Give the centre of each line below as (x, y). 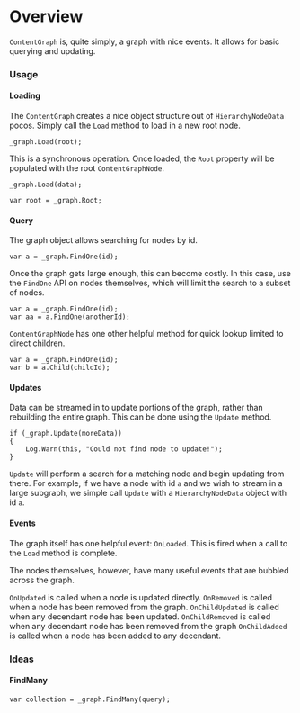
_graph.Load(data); (46, 185)
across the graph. (42, 580)
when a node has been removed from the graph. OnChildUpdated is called (145, 607)
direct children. (37, 343)
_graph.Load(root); (46, 142)
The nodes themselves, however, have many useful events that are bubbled (149, 570)
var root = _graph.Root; (56, 201)
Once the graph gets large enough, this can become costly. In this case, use (150, 274)
